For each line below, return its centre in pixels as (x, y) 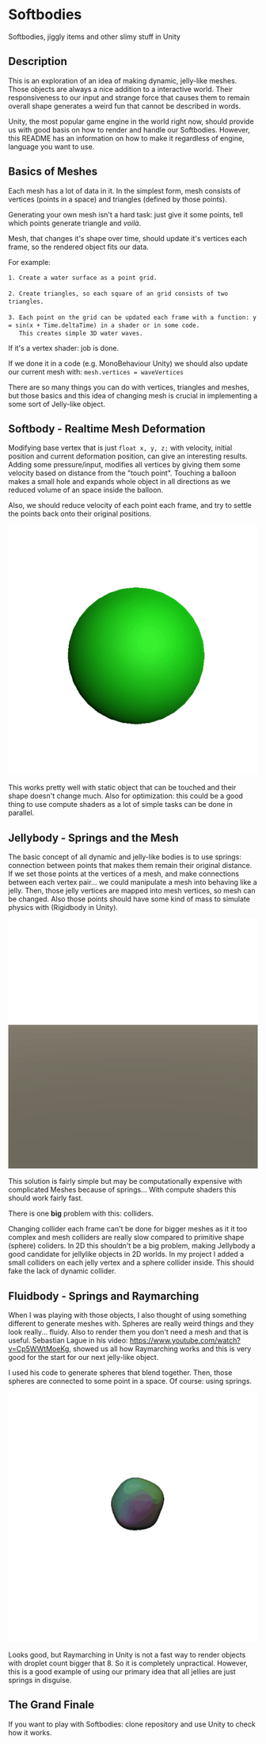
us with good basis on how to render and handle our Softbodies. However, (129, 129)
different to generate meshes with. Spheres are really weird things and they (131, 1323)
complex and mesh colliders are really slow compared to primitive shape (126, 1237)
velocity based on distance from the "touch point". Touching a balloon (122, 473)
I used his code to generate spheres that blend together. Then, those (120, 1373)
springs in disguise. (40, 1680)
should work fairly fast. (46, 1198)
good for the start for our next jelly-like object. (84, 1357)
